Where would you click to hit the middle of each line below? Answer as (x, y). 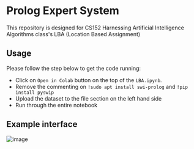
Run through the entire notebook (56, 105)
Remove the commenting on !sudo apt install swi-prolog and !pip (102, 86)
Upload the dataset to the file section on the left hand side (88, 98)
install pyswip (35, 93)
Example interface (42, 124)
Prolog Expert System (63, 11)
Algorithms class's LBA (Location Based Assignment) (73, 34)
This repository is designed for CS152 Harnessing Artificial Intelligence (95, 28)
